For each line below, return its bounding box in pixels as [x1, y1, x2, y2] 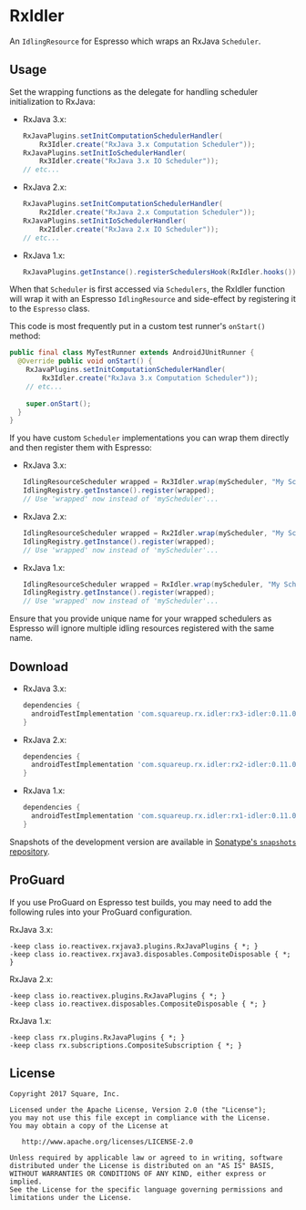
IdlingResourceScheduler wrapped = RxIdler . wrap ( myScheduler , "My [22, 580, 280, 589]
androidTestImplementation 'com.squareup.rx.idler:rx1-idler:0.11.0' [31, 812, 301, 821]
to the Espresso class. [9, 303, 91, 315]
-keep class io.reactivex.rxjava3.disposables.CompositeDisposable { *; [9, 949, 291, 958]
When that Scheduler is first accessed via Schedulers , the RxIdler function [9, 284, 285, 295]
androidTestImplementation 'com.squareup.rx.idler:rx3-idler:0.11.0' [31, 708, 301, 719]
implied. [9, 1177, 43, 1186]
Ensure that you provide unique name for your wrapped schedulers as [9, 613, 272, 625]
